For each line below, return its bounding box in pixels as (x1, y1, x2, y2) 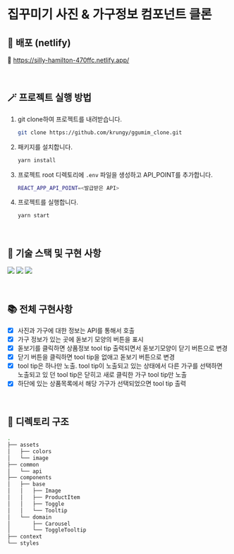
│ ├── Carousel (7, 520, 71, 527)
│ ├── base (7, 481, 46, 488)
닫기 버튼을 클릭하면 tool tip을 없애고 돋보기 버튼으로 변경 (17, 353, 175, 361)
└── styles (7, 540, 39, 547)
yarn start (17, 212, 50, 219)
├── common (7, 461, 39, 468)
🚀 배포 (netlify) (7, 37, 71, 49)
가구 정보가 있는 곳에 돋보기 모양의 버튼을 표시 (17, 335, 144, 343)
